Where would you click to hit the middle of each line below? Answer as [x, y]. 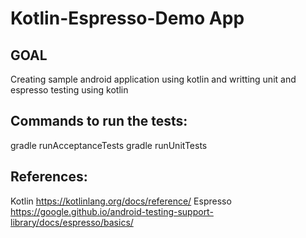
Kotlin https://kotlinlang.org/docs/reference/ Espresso [121, 201]
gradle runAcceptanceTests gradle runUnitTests [109, 145]
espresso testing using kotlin [69, 90]
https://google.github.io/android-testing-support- [112, 211]
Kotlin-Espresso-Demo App [127, 18]
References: [49, 177]
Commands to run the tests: [99, 121]
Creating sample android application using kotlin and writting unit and [153, 79]
